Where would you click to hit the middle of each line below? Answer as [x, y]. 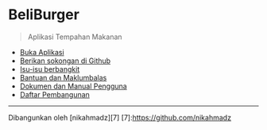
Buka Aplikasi [42, 52]
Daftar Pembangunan [54, 94]
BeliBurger [44, 15]
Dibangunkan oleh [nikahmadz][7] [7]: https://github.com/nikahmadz [120, 117]
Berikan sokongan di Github [65, 61]
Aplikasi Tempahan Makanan [75, 37]
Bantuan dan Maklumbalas [63, 77]
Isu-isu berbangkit [50, 69]
